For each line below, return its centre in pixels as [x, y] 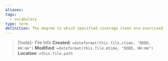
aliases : [14, 10]
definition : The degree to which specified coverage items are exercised [84, 28]
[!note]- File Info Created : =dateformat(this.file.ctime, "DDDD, [84, 42]
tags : [11, 14]
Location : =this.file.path [45, 53]
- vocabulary [23, 19]
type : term [17, 24]
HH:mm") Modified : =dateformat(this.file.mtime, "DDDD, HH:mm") [85, 48]
